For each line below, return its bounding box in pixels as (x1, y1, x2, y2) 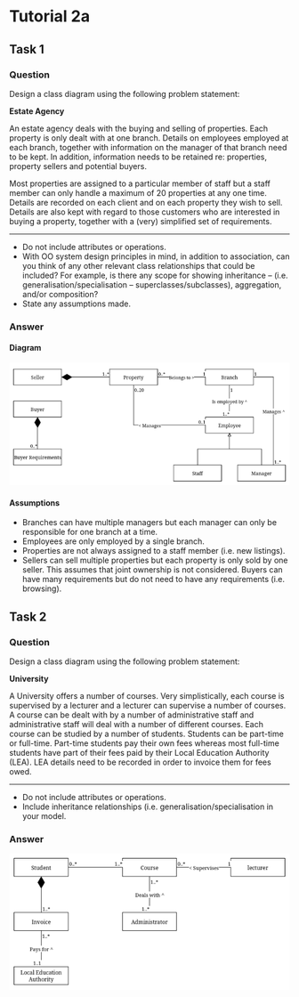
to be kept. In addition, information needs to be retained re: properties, (9, 151, 268, 162)
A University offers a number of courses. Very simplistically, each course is (9, 690, 285, 701)
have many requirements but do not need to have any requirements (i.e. (21, 574, 286, 585)
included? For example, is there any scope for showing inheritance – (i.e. (21, 270, 288, 280)
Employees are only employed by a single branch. (21, 536, 205, 547)
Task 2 (9, 609, 47, 624)
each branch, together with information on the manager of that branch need (9, 142, 287, 152)
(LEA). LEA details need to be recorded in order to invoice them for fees (9, 757, 271, 767)
